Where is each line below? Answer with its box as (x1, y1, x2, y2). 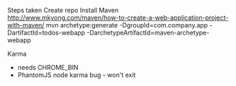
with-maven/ (7, 21, 45, 29)
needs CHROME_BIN (17, 63, 79, 71)
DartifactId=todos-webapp (7, 28, 86, 37)
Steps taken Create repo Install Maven (7, 6, 119, 14)
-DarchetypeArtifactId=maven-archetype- (86, 28, 210, 37)
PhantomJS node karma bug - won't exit (17, 70, 136, 79)
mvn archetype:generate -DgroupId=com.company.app (45, 21, 208, 29)
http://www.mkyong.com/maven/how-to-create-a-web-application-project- (7, 13, 229, 22)
